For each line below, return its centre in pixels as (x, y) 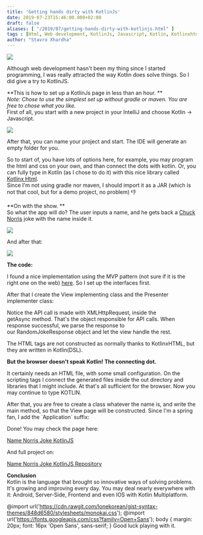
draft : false (23, 23)
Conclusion (22, 475)
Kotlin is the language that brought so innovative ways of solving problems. (100, 482)
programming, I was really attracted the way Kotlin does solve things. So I (98, 75)
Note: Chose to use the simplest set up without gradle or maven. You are (97, 99)
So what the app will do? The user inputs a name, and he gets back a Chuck (101, 212)
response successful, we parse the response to (66, 325)
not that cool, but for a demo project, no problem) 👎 (72, 192)
